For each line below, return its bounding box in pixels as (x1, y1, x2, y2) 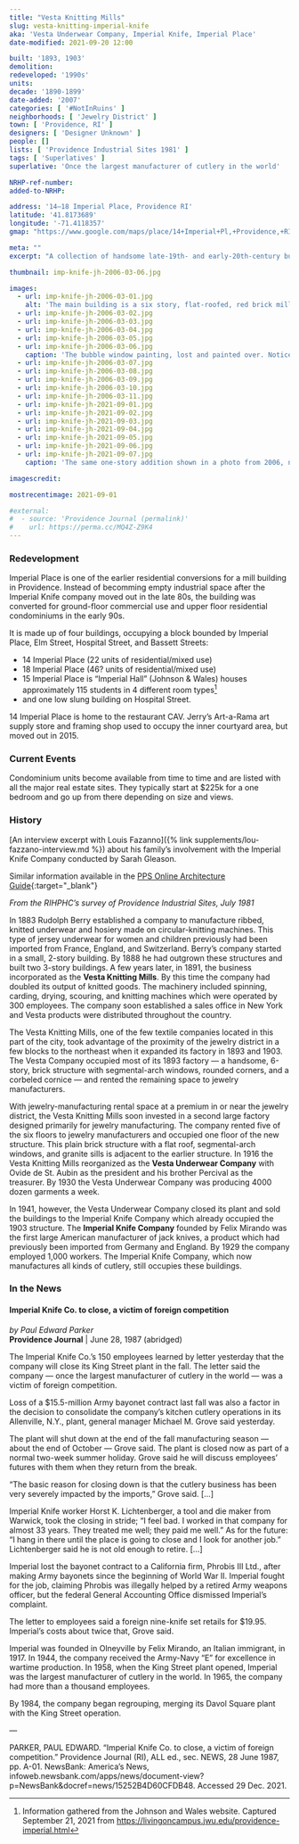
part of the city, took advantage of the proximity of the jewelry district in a (9, 1036, 280, 1046)
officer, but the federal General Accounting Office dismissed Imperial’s (9, 1589, 267, 1600)
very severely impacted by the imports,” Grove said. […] (9, 1488, 214, 1499)
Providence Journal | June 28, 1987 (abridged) (9, 1334, 182, 1344)
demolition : (9, 62, 53, 71)
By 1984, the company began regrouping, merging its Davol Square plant (9, 1698, 276, 1708)
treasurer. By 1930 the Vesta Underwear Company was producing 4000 (9, 1177, 272, 1187)
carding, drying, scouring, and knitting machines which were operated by (9, 990, 278, 1001)
